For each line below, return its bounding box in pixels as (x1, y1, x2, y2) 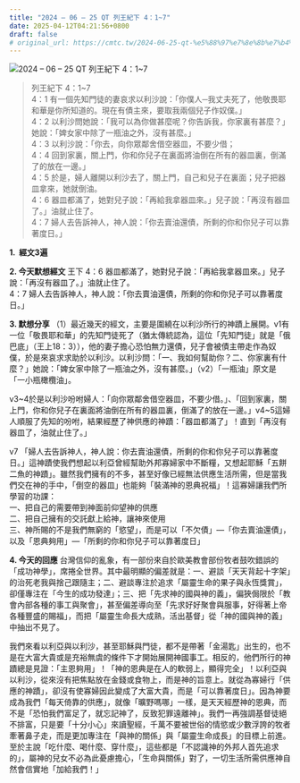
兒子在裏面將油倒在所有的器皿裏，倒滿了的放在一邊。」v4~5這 (55, 404, 283, 416)
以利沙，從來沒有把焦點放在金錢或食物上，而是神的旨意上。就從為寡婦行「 (9, 675, 283, 685)
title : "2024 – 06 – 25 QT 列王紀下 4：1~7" (9, 13, 171, 22)
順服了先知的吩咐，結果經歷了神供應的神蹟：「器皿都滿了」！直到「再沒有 (16, 416, 287, 427)
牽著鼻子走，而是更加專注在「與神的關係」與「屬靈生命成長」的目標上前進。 (9, 730, 291, 741)
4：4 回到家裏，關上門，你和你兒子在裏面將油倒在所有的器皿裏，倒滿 (30, 149, 287, 161)
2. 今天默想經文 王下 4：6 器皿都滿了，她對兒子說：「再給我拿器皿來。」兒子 (9, 266, 286, 277)
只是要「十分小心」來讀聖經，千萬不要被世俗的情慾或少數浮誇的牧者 (39, 719, 291, 730)
